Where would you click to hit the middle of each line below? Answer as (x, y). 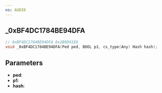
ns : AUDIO (16, 10)
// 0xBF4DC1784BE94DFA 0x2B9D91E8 (42, 42)
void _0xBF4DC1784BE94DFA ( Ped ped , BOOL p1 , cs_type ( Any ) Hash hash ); (82, 47)
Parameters (24, 63)
